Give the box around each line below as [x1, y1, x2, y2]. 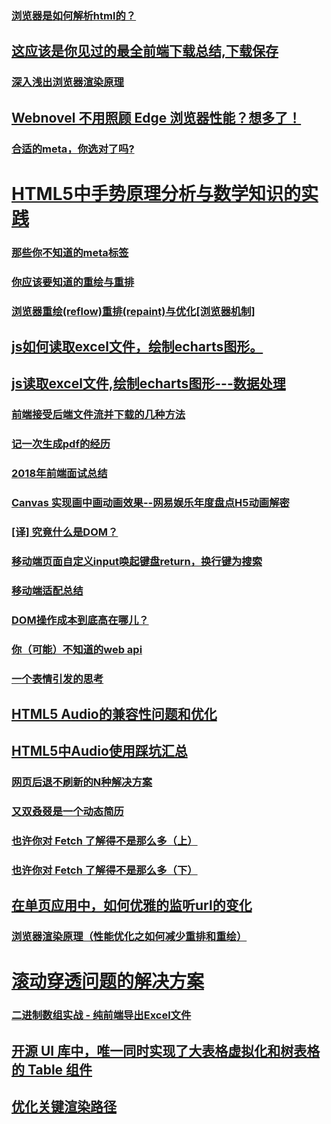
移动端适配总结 [11, 583, 84, 597]
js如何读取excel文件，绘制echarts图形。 [11, 338, 264, 355]
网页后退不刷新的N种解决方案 [11, 775, 153, 789]
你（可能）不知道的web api [11, 642, 143, 656]
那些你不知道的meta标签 [11, 245, 129, 259]
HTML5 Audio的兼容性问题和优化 [11, 705, 218, 722]
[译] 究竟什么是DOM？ [11, 525, 119, 539]
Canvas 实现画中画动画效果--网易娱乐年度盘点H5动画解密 [11, 495, 290, 509]
